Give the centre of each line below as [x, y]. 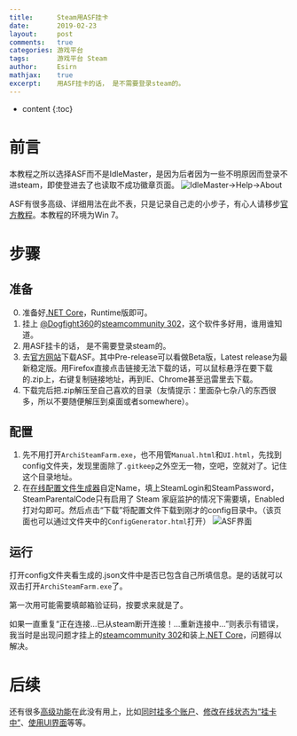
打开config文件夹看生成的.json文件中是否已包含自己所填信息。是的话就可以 [146, 575]
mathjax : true [41, 75]
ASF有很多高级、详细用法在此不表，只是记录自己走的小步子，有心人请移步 [145, 203]
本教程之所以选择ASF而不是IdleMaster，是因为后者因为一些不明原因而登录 [145, 173]
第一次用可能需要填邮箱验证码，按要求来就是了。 [98, 605]
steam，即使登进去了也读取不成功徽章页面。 [98, 185]
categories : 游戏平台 [47, 51]
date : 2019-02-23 [53, 26]
